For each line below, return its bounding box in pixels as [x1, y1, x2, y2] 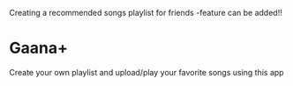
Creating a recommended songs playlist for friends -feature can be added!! [9, 8, 282, 18]
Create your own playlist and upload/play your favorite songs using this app [9, 67, 284, 77]
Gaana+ [9, 39, 69, 58]
